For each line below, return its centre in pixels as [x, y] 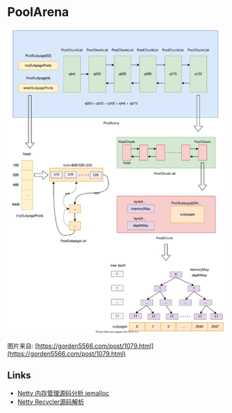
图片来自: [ [23, 346]
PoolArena [38, 12]
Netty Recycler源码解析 [51, 402]
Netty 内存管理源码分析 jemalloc [63, 393]
